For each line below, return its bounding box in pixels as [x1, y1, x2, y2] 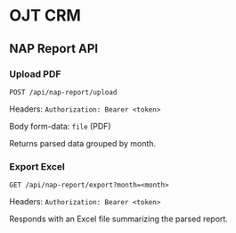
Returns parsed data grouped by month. [9, 137, 157, 148]
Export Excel [9, 160, 65, 172]
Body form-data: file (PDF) [9, 121, 111, 131]
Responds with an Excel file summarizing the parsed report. [9, 213, 229, 224]
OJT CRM [9, 5, 82, 26]
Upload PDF [9, 68, 61, 80]
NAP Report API [9, 41, 99, 56]
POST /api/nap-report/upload [9, 87, 118, 96]
